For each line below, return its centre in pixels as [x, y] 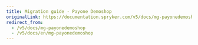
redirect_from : [25, 22]
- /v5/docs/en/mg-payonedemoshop [52, 33]
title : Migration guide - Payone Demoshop [59, 11]
